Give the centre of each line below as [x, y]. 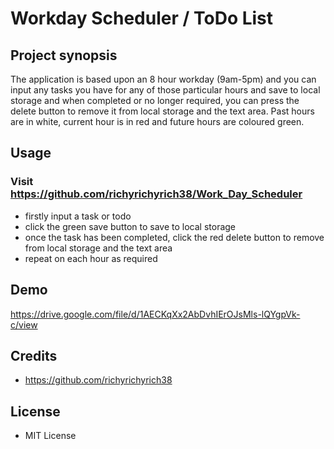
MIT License [50, 436]
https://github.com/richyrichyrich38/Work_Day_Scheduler [156, 194]
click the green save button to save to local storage [130, 226]
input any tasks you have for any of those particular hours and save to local [165, 90]
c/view [24, 324]
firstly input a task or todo [78, 216]
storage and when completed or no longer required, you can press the [155, 100]
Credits [34, 355]
